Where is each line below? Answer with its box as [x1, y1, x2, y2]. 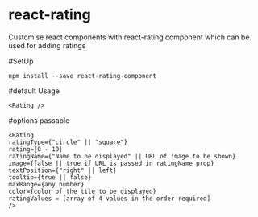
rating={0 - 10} [8, 145, 63, 154]
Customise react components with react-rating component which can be [8, 32, 250, 42]
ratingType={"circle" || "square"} [8, 138, 128, 146]
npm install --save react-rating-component [8, 72, 157, 80]
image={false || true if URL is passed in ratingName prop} [8, 159, 215, 167]
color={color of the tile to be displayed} [8, 187, 157, 195]
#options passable [8, 115, 70, 125]
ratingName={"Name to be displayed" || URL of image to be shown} [8, 152, 236, 160]
